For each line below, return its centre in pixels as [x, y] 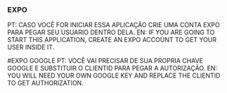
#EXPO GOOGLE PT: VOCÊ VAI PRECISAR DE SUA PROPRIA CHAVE [105, 61]
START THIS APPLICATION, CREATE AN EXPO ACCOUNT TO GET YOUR [112, 40]
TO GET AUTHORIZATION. [46, 83]
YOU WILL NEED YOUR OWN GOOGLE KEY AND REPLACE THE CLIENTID [114, 76]
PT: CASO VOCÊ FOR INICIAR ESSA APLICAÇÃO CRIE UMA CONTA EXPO [113, 25]
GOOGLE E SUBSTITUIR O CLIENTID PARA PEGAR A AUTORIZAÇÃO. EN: [112, 69]
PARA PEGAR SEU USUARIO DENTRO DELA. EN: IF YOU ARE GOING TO [111, 32]
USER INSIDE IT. [31, 48]
